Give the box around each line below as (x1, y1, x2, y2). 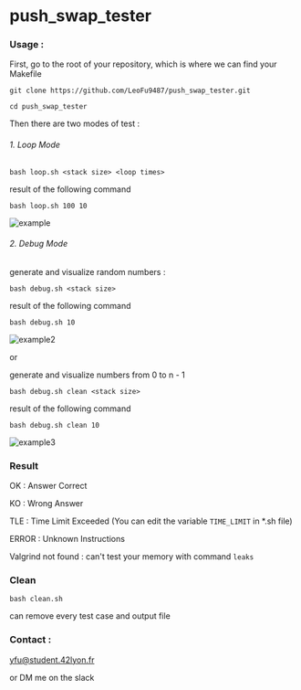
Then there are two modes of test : (9, 118, 140, 129)
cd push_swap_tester (9, 102, 88, 111)
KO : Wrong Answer (9, 498, 84, 509)
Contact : (9, 633, 52, 646)
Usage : (9, 38, 45, 51)
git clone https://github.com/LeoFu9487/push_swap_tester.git (9, 86, 251, 96)
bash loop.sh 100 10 (9, 201, 88, 210)
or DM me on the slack (9, 672, 95, 683)
